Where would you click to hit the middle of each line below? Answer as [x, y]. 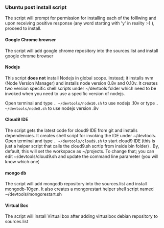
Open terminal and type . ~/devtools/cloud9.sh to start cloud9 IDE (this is [80, 141]
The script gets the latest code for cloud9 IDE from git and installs [71, 130]
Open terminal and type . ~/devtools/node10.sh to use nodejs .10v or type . [82, 103]
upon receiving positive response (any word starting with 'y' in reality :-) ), [80, 23]
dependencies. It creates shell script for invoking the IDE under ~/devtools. [81, 135]
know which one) [23, 161]
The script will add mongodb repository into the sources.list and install [76, 184]
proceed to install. [23, 28]
